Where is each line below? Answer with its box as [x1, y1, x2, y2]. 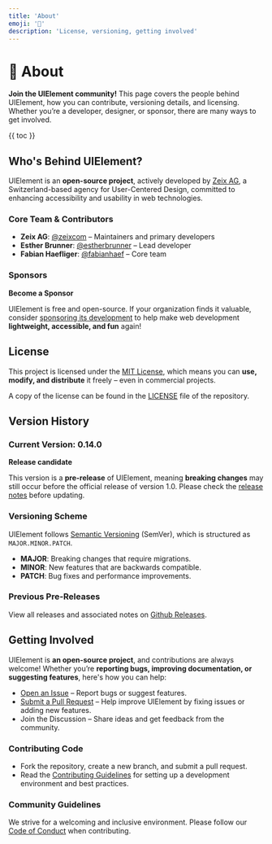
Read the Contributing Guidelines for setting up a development [19, 770, 230, 780]
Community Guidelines [8, 798, 101, 810]
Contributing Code [8, 742, 84, 754]
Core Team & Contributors [8, 213, 114, 225]
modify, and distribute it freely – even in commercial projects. [8, 375, 217, 385]
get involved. [8, 115, 52, 125]
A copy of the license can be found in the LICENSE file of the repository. [8, 391, 250, 400]
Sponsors [8, 269, 48, 281]
